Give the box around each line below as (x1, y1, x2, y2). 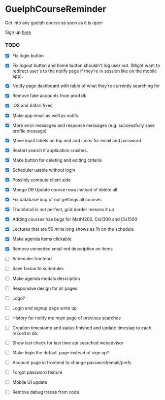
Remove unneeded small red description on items (12, 246, 113, 252)
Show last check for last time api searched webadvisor (12, 339, 124, 345)
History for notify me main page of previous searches (12, 315, 121, 321)
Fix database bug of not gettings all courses (12, 197, 102, 203)
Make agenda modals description (12, 276, 80, 281)
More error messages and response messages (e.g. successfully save (12, 122, 155, 128)
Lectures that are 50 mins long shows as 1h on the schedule (12, 226, 134, 232)
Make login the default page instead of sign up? (12, 349, 109, 355)
